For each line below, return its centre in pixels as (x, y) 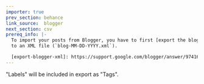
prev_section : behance (34, 18)
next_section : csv (29, 29)
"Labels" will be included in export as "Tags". (62, 74)
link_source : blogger (34, 23)
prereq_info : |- (26, 35)
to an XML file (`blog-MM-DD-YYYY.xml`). (65, 46)
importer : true (25, 12)
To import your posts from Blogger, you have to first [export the (99, 40)
